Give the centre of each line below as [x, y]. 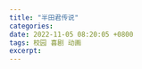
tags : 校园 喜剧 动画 [46, 43]
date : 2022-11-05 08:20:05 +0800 [71, 34]
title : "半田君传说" [44, 17]
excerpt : [25, 51]
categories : [31, 26]
